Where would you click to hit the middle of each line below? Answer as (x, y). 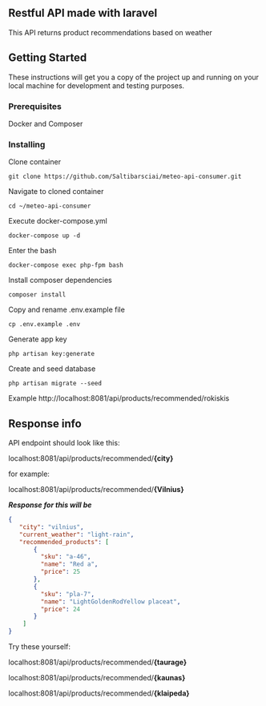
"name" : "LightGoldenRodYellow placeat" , (111, 601)
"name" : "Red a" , (69, 564)
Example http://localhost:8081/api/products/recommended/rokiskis (119, 398)
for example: (29, 474)
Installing (27, 144)
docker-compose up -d (44, 236)
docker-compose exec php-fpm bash (66, 265)
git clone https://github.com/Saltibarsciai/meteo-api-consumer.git (125, 177)
